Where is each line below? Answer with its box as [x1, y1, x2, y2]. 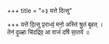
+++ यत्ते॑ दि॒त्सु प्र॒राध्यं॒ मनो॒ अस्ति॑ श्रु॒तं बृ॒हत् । [7, 21, 104, 28]
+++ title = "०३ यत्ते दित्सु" [7, 7, 73, 14]
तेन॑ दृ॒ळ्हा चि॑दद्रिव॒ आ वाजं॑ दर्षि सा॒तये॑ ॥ [7, 28, 89, 36]
